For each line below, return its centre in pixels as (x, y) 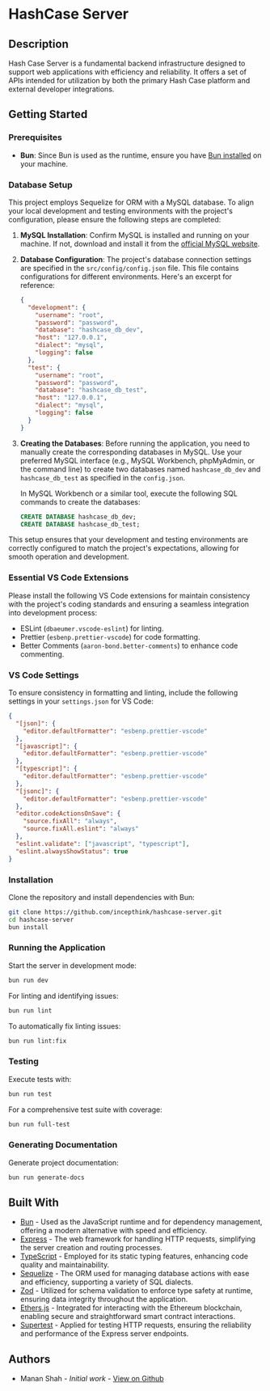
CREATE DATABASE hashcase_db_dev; (78, 517)
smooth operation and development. (69, 557)
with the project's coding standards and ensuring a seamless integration (129, 604)
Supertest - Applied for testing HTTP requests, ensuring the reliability (136, 1325)
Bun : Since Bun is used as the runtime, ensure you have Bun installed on (141, 155)
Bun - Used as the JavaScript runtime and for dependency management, (141, 1222)
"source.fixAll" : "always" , (70, 822)
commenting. (42, 654)
